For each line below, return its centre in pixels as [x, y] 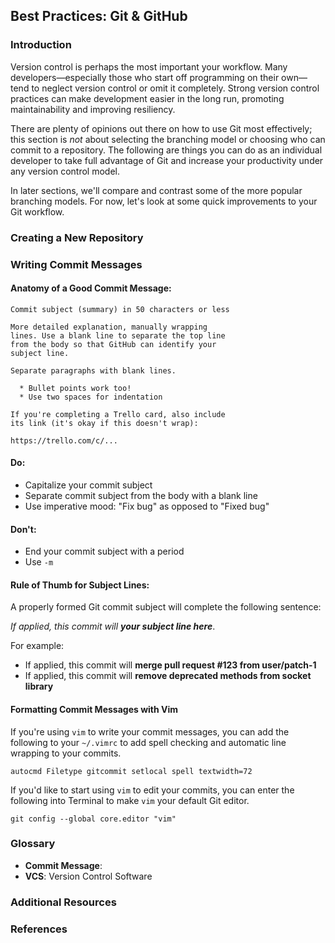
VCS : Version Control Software [88, 876]
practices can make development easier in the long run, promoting [147, 98]
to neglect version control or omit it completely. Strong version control [175, 88]
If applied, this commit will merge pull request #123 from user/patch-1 [170, 665]
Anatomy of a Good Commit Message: [91, 288]
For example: [37, 646]
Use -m [39, 562]
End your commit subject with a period [104, 551]
